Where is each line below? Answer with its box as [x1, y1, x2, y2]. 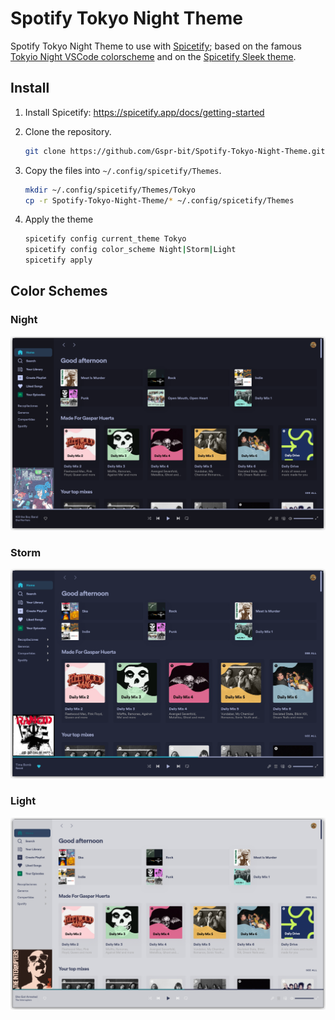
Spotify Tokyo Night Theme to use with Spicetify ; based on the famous [10, 40, 302, 52]
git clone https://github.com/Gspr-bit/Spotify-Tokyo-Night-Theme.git [24, 146, 326, 156]
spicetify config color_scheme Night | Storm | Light [24, 245, 237, 255]
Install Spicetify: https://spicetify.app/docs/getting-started [24, 106, 265, 118]
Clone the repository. [24, 125, 112, 137]
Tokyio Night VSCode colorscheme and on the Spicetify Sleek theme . [10, 50, 297, 62]
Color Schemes [10, 283, 108, 300]
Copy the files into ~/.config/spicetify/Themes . [24, 164, 222, 176]
